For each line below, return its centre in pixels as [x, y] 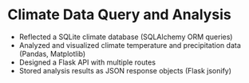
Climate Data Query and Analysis [120, 15]
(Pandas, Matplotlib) [52, 53]
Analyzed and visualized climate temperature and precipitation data [130, 45]
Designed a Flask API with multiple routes [87, 62]
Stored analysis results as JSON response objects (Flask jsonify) [125, 70]
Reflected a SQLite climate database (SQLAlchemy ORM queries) [126, 37]
